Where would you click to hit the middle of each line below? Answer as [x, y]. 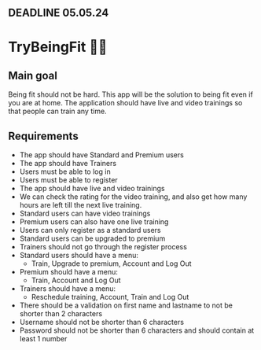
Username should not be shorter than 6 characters [102, 322]
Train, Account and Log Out [76, 280]
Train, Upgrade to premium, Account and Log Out [111, 263]
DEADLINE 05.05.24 [59, 13]
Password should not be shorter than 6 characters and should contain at [137, 330]
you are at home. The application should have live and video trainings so [125, 103]
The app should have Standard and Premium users [102, 155]
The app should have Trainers [68, 164]
